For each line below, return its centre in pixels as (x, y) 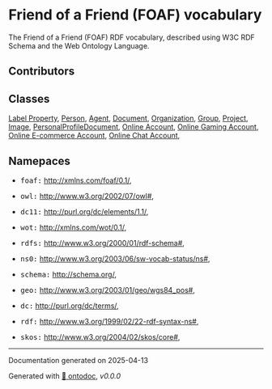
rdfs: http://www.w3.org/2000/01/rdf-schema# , (102, 243)
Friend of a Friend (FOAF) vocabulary (135, 15)
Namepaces (40, 161)
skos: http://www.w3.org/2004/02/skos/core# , (100, 336)
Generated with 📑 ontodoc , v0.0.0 (65, 376)
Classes (29, 99)
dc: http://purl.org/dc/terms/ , (69, 306)
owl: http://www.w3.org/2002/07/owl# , (87, 196)
